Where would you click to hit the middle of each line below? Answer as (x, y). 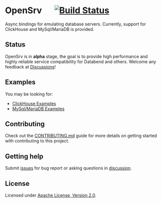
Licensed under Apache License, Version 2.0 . (51, 195)
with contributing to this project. (37, 141)
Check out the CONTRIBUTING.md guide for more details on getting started (81, 136)
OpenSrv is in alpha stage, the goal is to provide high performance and (76, 56)
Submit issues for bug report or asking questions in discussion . (69, 168)
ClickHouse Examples (34, 103)
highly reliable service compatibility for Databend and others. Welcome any (81, 62)
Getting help (24, 156)
